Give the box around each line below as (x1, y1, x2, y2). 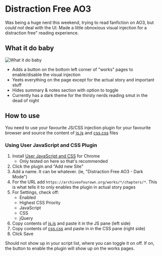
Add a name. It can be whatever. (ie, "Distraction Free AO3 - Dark (12, 168, 144, 174)
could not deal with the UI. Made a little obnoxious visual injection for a (5, 24, 147, 30)
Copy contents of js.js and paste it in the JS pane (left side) (12, 220, 131, 226)
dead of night (12, 98, 39, 103)
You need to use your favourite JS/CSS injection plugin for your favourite (5, 124, 151, 130)
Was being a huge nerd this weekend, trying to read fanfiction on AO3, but (5, 20, 154, 25)
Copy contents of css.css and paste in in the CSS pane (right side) (12, 225, 146, 231)
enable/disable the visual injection (12, 72, 81, 78)
